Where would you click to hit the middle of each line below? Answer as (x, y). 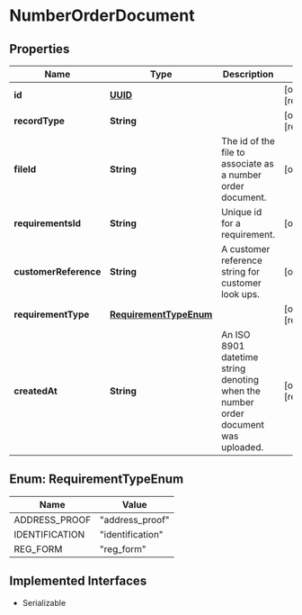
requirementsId (48, 223)
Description (248, 74)
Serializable (44, 602)
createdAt (36, 391)
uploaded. (243, 447)
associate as (248, 163)
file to (233, 152)
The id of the (249, 141)
